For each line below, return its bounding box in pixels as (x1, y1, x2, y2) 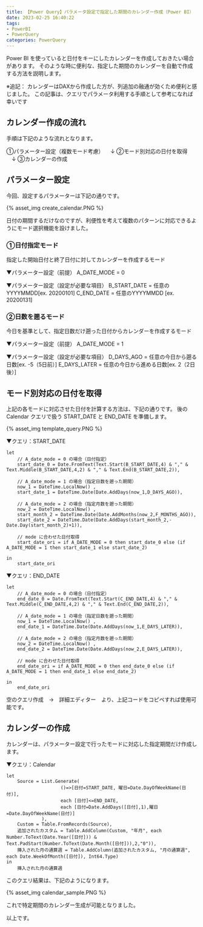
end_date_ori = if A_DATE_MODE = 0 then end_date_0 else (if (17, 663, 175, 669)
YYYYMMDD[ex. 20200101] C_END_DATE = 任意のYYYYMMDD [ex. (6, 289, 175, 297)
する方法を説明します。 (6, 70, 65, 77)
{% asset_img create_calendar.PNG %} (6, 204, 104, 212)
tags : (6, 20, 20, 26)
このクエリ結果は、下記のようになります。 (6, 877, 112, 884)
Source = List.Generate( (17, 778, 80, 784)
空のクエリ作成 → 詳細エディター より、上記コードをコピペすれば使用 (6, 696, 191, 703)
